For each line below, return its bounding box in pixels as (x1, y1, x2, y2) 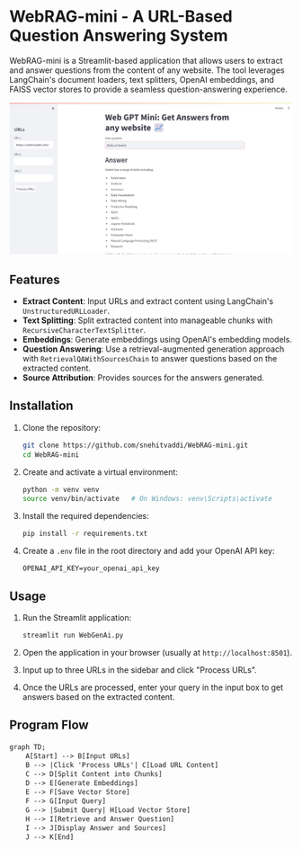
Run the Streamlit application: (22, 612, 132, 622)
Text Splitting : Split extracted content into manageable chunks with (22, 315, 273, 326)
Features (9, 272, 60, 287)
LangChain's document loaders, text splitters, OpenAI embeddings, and (9, 74, 274, 85)
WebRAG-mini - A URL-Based (9, 6, 234, 27)
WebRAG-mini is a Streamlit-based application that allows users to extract (9, 55, 283, 66)
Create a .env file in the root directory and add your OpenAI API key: (22, 546, 276, 557)
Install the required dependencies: (22, 511, 150, 522)
